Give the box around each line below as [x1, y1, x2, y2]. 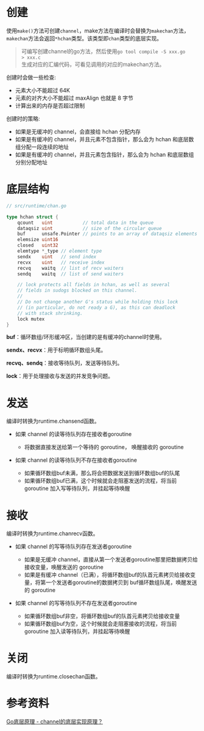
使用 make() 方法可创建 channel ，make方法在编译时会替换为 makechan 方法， [6, 27, 190, 34]
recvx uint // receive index [17, 259, 105, 265]
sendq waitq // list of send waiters [17, 270, 124, 277]
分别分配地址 [15, 158, 47, 166]
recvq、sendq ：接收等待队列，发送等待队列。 [6, 359, 123, 367]
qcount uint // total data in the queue [17, 220, 154, 226]
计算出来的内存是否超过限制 [15, 102, 85, 109]
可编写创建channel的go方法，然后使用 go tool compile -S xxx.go [21, 47, 186, 55]
